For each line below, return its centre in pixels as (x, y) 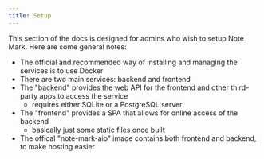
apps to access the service (84, 95)
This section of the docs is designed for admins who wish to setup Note (126, 38)
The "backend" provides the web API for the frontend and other (124, 87)
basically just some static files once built (98, 130)
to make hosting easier (57, 146)
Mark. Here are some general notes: (67, 47)
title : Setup (30, 16)
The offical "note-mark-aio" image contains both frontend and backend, (138, 138)
